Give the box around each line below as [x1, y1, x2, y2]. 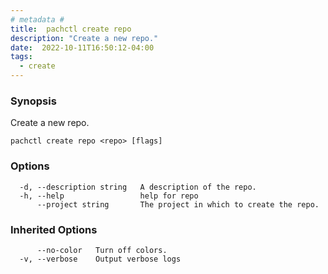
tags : [10, 52, 33, 62]
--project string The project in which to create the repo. [36, 199, 320, 210]
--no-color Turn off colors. [36, 245, 168, 255]
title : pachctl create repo [10, 24, 132, 34]
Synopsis [10, 94, 57, 108]
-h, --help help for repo [19, 191, 199, 201]
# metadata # [10, 14, 65, 25]
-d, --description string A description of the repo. [19, 182, 257, 192]
